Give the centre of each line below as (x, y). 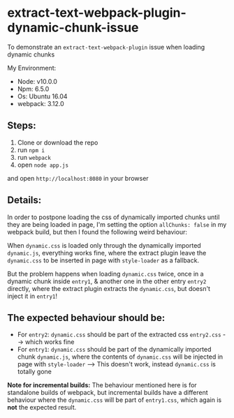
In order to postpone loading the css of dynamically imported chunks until (114, 217)
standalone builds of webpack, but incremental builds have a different (108, 393)
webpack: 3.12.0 (41, 103)
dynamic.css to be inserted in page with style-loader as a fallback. (103, 260)
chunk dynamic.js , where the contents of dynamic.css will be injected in (120, 357)
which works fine (50, 342)
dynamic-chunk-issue (73, 28)
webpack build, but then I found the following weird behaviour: (97, 232)
